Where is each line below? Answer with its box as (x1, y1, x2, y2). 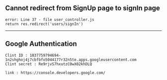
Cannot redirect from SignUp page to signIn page (5, 4, 161, 12)
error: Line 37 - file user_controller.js (5, 17, 94, 22)
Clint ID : (5, 53, 28, 58)
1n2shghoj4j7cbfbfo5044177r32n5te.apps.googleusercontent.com (5, 57, 137, 62)
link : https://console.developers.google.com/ (5, 70, 106, 75)
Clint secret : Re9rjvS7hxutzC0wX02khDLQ (5, 62, 92, 67)
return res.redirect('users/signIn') (5, 21, 83, 26)
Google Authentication (5, 40, 77, 48)
